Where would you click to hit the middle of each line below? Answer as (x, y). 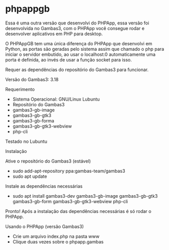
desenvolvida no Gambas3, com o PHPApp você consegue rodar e (75, 28)
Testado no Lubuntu (26, 141)
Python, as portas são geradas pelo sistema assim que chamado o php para (85, 49)
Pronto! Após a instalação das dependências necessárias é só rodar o (78, 211)
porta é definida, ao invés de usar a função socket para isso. (69, 59)
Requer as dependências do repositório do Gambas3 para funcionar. (77, 70)
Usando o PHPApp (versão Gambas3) (45, 226)
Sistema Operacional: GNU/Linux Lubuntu (56, 99)
